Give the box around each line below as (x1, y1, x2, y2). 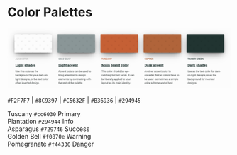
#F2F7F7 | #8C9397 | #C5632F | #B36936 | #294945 (7, 96, 141, 104)
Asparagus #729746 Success (7, 125, 90, 133)
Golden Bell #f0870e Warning (7, 132, 92, 140)
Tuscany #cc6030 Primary (7, 109, 81, 117)
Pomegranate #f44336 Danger (7, 139, 94, 148)
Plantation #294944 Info (7, 117, 74, 125)
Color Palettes (7, 4, 93, 21)
